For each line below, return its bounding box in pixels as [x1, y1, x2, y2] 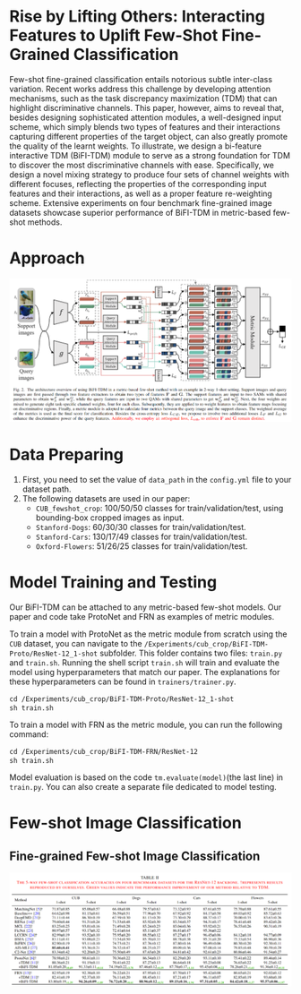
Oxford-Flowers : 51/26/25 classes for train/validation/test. [35, 541, 248, 552]
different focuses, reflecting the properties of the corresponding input [9, 178, 267, 189]
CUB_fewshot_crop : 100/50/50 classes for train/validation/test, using [35, 503, 284, 513]
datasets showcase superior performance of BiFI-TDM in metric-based [9, 207, 271, 218]
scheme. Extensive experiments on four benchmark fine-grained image [9, 197, 272, 208]
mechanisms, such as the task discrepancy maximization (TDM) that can [9, 92, 278, 104]
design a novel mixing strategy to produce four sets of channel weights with [9, 168, 289, 180]
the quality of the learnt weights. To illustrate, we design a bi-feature [9, 141, 262, 151]
